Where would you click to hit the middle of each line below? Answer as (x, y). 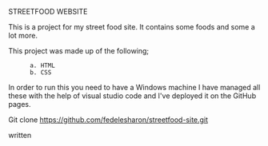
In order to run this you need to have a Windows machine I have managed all (134, 87)
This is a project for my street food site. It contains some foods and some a (132, 27)
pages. (20, 104)
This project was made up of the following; (79, 51)
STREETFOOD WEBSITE (48, 12)
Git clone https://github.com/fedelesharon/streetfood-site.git (108, 120)
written (20, 135)
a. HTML (42, 65)
